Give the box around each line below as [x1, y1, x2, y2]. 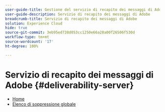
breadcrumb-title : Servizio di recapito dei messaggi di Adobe [5, 16, 137, 21]
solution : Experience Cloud [5, 21, 63, 26]
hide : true [5, 26, 27, 30]
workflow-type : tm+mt [5, 35, 50, 40]
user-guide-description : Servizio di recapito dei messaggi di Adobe [5, 12, 151, 17]
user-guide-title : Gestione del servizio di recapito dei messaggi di [5, 7, 153, 12]
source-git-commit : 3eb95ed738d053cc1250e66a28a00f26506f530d [5, 30, 135, 35]
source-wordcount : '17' [5, 39, 54, 44]
